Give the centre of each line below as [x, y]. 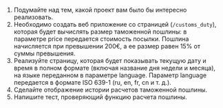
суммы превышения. [44, 53]
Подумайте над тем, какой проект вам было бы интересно [100, 10]
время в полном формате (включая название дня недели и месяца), [114, 68]
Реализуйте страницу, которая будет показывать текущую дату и [110, 60]
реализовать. [33, 17]
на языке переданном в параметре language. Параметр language [110, 75]
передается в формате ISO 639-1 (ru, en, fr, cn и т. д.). [93, 82]
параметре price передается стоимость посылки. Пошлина [101, 39]
